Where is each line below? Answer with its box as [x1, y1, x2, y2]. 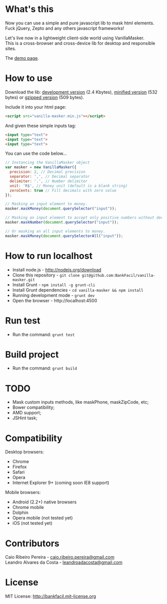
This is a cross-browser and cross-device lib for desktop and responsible [5, 40, 156, 46]
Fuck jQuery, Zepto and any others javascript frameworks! [5, 25, 124, 31]
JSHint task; [12, 415, 38, 421]
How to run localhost [5, 250, 93, 261]
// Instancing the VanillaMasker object [5, 160, 90, 165]
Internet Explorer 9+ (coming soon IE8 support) [12, 480, 109, 486]
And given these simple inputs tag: [5, 122, 76, 128]
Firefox [12, 464, 27, 470]
